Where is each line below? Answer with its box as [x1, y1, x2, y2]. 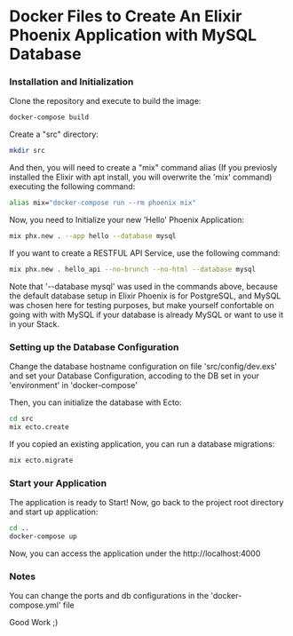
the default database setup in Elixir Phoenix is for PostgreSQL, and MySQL [9, 290, 281, 301]
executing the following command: [9, 181, 136, 192]
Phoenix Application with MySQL [9, 25, 257, 45]
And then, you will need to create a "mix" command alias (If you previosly [9, 163, 278, 173]
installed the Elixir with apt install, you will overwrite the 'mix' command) [9, 171, 273, 183]
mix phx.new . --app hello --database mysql [9, 232, 177, 241]
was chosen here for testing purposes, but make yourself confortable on [9, 299, 275, 310]
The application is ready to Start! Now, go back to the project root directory [9, 497, 284, 508]
